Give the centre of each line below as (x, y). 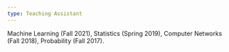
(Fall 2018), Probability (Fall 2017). (56, 41)
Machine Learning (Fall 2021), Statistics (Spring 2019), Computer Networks (115, 33)
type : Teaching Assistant (45, 14)
